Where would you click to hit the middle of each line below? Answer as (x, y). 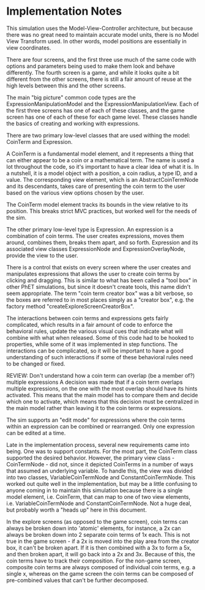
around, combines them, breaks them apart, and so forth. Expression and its (102, 242)
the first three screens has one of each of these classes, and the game (95, 110)
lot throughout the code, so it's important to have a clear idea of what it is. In (102, 166)
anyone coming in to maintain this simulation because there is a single (95, 490)
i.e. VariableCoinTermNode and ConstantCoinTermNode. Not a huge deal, (99, 503)
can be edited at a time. (36, 433)
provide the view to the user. (42, 255)
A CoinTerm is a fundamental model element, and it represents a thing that (100, 154)
